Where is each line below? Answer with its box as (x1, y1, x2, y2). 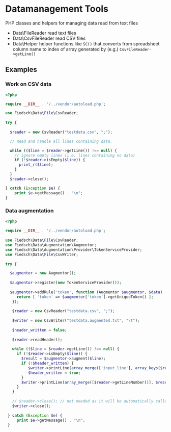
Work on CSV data (5, 81, 52, 88)
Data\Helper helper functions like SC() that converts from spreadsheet (12, 40, 160, 46)
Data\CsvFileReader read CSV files (12, 35, 85, 41)
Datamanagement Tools (5, 3, 108, 15)
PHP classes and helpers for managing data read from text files (5, 20, 138, 26)
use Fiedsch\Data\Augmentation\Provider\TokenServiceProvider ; (5, 247, 142, 252)
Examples (5, 65, 37, 74)
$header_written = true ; (27, 370, 81, 375)
